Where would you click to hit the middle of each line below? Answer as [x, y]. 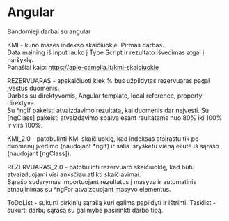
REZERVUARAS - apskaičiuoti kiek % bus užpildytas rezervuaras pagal [109, 80]
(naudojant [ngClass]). [39, 153]
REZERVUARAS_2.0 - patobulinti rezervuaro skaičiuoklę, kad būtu [101, 167]
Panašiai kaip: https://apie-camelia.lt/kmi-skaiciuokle [83, 67]
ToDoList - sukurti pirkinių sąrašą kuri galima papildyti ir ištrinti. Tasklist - [112, 202]
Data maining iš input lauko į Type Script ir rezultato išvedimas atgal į [106, 52]
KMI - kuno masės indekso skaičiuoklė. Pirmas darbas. [86, 45]
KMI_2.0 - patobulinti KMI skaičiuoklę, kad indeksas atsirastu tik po [103, 138]
